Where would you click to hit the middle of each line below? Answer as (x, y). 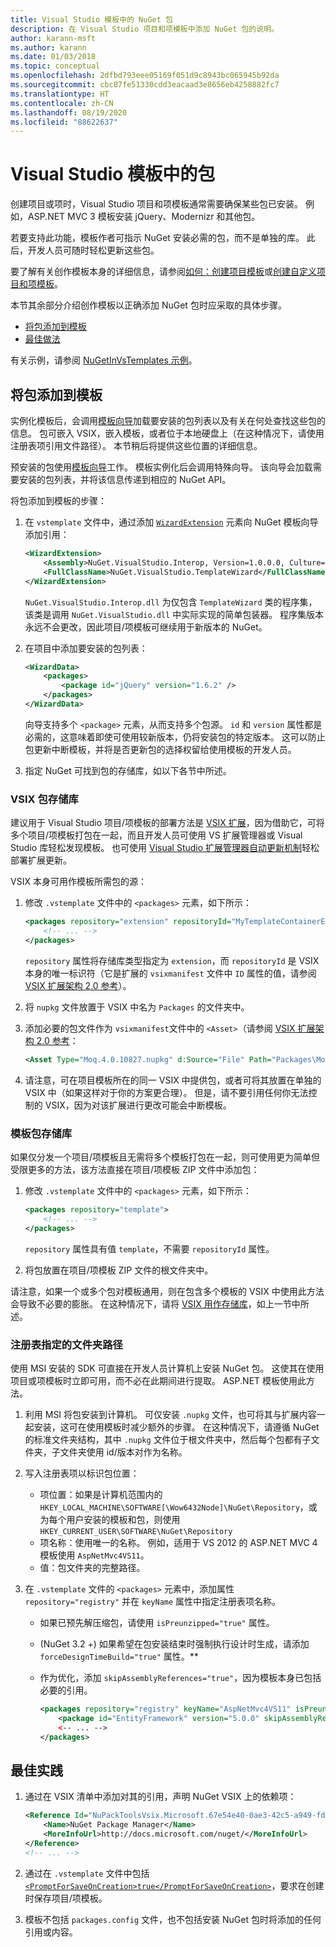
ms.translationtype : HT (60, 94)
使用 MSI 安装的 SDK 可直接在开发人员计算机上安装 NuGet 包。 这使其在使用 (167, 1368)
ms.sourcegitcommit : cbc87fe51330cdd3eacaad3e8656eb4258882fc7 (145, 85)
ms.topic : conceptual (55, 66)
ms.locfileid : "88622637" (64, 122)
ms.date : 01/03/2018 (53, 57)
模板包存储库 (41, 1133)
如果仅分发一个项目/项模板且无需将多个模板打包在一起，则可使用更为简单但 (165, 1157)
